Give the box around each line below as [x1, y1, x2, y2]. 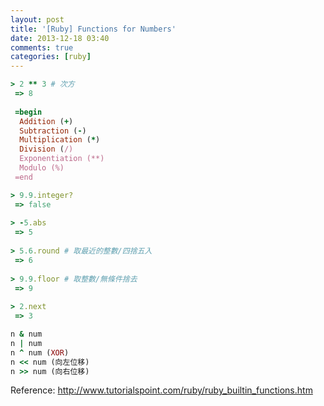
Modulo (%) [19, 163, 65, 173]
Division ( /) [19, 144, 74, 155]
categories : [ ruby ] [10, 52, 92, 62]
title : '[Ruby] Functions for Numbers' [10, 24, 177, 34]
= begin [14, 107, 43, 117]
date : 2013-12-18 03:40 [10, 33, 110, 43]
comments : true [10, 42, 74, 53]
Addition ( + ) [19, 116, 74, 126]
